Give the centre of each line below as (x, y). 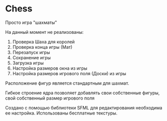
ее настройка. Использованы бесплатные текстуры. (61, 113)
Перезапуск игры (31, 52)
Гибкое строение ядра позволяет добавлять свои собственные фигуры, (82, 93)
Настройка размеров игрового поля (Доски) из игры (69, 73)
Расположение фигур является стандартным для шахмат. (67, 83)
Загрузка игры (28, 63)
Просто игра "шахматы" (31, 22)
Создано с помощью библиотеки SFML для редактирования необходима (84, 108)
